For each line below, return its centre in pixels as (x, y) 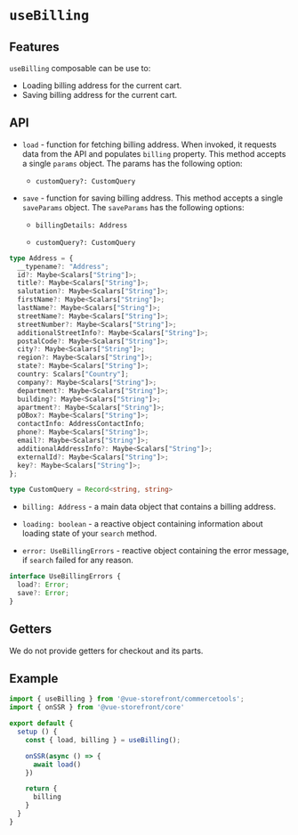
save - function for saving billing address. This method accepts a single (152, 198)
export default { (41, 724)
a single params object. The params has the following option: (132, 163)
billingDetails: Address (81, 225)
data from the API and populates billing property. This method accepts (154, 153)
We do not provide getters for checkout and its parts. (106, 651)
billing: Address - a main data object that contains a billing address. (149, 507)
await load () (57, 765)
